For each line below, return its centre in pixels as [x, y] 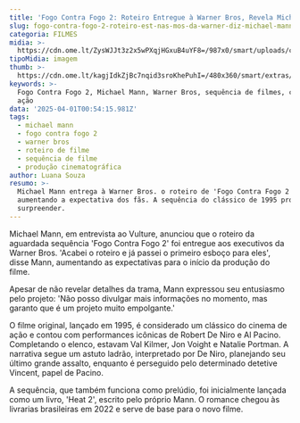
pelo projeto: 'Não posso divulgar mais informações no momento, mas [138, 298]
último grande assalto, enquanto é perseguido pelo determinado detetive [144, 363]
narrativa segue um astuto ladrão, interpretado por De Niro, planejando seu [147, 353]
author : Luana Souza [48, 175]
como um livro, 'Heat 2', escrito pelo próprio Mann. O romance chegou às [145, 399]
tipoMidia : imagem [43, 59]
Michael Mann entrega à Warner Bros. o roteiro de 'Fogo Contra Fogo [149, 192]
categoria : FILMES [43, 34]
